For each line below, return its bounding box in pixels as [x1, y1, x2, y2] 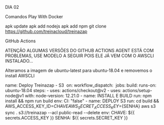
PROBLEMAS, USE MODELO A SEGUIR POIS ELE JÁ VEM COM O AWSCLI [5, 53, 154, 59]
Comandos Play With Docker [5, 14, 63, 19]
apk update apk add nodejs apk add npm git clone [5, 23, 107, 29]
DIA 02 [5, 4, 19, 10]
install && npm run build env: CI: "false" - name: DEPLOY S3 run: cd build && [5, 98, 160, 104]
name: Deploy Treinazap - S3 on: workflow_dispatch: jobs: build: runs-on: [5, 82, 157, 88]
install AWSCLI [5, 73, 35, 78]
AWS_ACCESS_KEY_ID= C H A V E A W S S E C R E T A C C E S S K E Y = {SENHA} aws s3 [5, 103, 156, 110]
